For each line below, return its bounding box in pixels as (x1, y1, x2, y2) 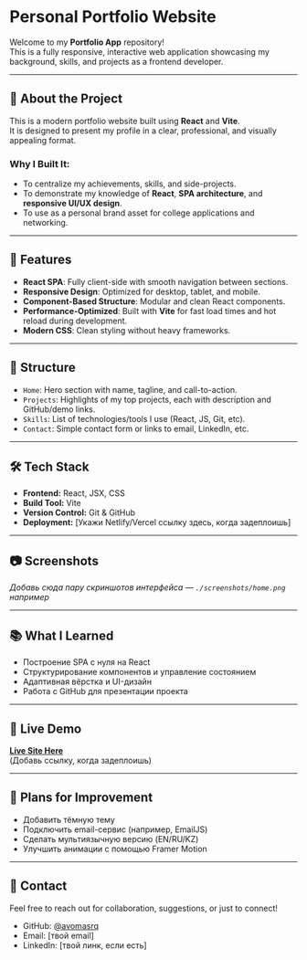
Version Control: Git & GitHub (22, 507, 135, 518)
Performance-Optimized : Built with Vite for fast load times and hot (22, 305, 277, 316)
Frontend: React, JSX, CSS (22, 488, 125, 499)
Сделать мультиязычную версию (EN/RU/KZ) (22, 833, 199, 844)
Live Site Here (9, 744, 64, 755)
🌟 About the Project (9, 91, 123, 107)
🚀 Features (9, 252, 72, 268)
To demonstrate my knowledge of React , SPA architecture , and (22, 188, 263, 199)
